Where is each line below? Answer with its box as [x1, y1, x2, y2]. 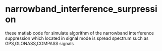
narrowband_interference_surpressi [5, 3, 158, 15]
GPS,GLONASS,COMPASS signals [5, 40, 74, 46]
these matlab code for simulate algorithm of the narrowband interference [5, 30, 155, 36]
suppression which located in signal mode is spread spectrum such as [5, 35, 149, 41]
